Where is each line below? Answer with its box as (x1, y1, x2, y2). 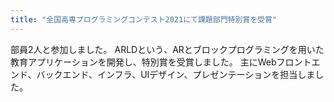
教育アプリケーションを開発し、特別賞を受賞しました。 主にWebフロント (10, 56, 312, 68)
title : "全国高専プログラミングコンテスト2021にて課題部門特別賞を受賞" (10, 14, 278, 25)
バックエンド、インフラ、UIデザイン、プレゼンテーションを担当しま (36, 68, 316, 80)
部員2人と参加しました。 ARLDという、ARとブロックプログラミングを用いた (10, 43, 325, 55)
